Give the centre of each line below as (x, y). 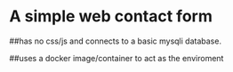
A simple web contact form (111, 16)
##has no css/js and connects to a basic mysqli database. (116, 41)
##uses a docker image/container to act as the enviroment (116, 58)
